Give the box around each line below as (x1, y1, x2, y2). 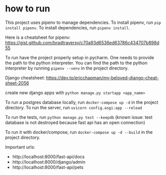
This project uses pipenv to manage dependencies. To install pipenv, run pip (5, 19, 161, 25)
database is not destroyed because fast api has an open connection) (5, 119, 145, 125)
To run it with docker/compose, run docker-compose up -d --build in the (5, 129, 153, 135)
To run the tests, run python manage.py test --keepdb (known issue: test (5, 114, 153, 120)
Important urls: (5, 144, 36, 150)
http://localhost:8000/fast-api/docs (12, 154, 85, 160)
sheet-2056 (5, 80, 29, 86)
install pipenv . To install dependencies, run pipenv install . (5, 24, 130, 30)
